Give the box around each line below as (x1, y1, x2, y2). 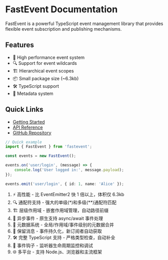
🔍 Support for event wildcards (12, 60, 77, 66)
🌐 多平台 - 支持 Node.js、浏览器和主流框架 (12, 249, 102, 255)
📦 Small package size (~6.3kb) (12, 75, 79, 81)
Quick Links (5, 105, 44, 114)
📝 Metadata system (12, 90, 53, 97)
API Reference (12, 124, 43, 130)
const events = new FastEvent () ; (5, 153, 76, 159)
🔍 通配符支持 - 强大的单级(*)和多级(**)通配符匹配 (12, 199, 117, 205)
